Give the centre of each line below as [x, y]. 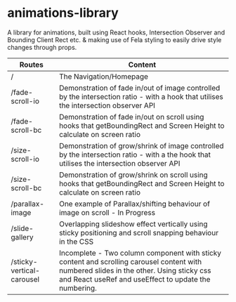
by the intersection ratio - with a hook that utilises [141, 96]
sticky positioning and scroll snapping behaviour [139, 232]
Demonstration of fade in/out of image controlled [139, 88]
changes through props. [42, 47]
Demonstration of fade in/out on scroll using [131, 117]
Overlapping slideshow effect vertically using [133, 224]
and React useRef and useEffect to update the [135, 279]
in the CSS [76, 242]
